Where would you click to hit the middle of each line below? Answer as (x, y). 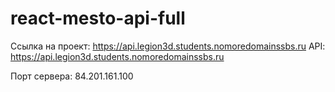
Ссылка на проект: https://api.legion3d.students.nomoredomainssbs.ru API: (168, 46)
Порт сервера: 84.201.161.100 (72, 76)
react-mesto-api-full (98, 18)
